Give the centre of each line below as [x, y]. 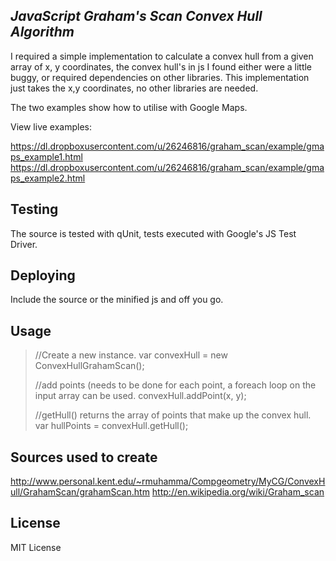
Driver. [24, 244]
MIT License [36, 547]
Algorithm [42, 32]
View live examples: [51, 126]
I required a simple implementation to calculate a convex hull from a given [162, 56]
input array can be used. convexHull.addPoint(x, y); [140, 396]
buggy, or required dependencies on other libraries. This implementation [160, 77]
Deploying [43, 275]
